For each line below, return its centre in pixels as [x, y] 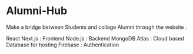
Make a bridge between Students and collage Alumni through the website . [96, 27]
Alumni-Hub [37, 11]
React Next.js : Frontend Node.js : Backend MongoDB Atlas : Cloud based [95, 38]
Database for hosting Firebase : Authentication [63, 45]
